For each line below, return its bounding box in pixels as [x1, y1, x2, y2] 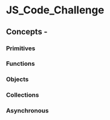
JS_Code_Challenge [6, 3, 105, 17]
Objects [6, 75, 29, 83]
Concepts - [6, 27, 48, 37]
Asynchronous [6, 107, 49, 115]
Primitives [6, 44, 36, 52]
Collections [6, 91, 40, 99]
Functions [6, 59, 35, 68]
